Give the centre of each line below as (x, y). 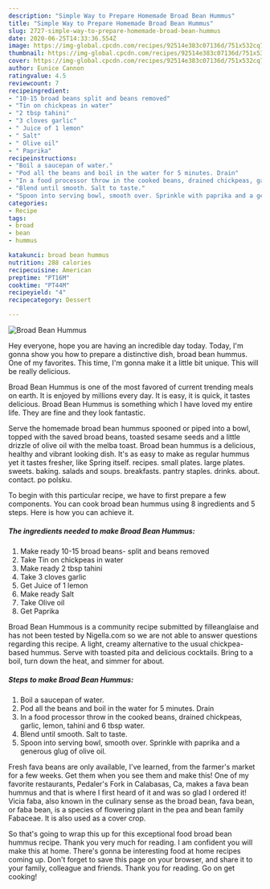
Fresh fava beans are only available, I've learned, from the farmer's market (132, 766)
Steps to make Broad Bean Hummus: (71, 679)
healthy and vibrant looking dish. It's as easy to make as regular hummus (129, 454)
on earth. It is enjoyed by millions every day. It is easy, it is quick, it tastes (129, 395)
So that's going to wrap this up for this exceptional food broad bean (120, 833)
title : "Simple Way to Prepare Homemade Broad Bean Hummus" (111, 23)
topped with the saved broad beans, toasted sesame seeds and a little (125, 437)
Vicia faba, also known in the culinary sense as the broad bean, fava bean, (131, 801)
